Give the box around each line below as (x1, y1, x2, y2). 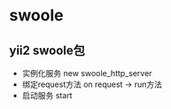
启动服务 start (21, 90, 73, 100)
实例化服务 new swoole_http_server (21, 68, 152, 78)
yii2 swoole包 (9, 43, 86, 58)
